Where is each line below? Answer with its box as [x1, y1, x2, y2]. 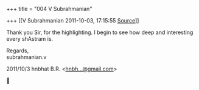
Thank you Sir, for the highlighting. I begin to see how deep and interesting [6, 29, 194, 36]
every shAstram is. [6, 35, 54, 42]
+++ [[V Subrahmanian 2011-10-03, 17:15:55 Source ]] [6, 17, 139, 24]
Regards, [6, 47, 29, 54]
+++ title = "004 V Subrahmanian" [6, 5, 93, 12]
